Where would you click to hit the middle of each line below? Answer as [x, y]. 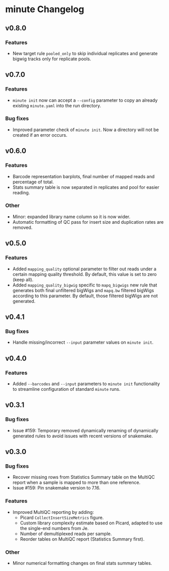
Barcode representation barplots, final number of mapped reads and [83, 176]
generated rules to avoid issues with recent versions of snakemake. [82, 436]
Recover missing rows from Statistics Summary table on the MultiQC [83, 477]
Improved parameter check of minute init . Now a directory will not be [86, 130]
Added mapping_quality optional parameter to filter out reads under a [84, 269]
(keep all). [23, 279]
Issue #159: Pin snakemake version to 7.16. [57, 488]
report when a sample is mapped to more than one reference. [76, 482]
